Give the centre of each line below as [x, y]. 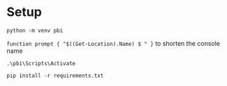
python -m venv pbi [35, 31]
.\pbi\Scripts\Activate [41, 63]
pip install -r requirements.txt [55, 76]
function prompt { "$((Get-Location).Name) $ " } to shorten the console [113, 43]
